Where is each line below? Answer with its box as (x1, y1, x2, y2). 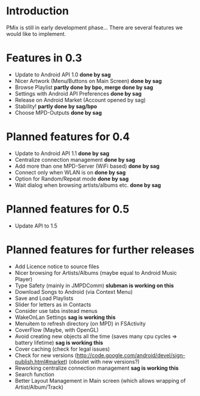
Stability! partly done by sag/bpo (14, 103, 97, 110)
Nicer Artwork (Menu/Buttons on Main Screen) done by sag (14, 77, 162, 84)
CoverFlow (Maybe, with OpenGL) (14, 326, 99, 333)
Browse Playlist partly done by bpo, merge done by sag (14, 84, 153, 91)
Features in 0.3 (6, 51, 82, 65)
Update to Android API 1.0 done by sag (14, 70, 111, 78)
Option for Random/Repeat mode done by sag (14, 175, 129, 182)
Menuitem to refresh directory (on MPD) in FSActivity (14, 320, 146, 327)
